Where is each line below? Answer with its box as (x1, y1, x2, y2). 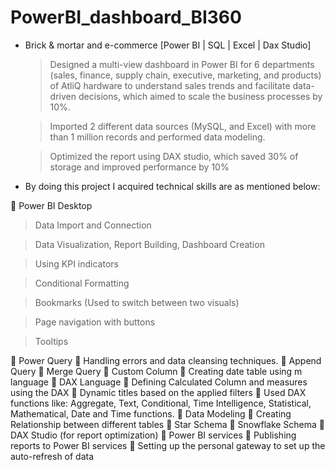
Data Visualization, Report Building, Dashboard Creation (34, 238, 265, 250)
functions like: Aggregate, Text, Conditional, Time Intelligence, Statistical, (10, 397, 312, 409)
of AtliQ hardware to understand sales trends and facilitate (49, 79, 291, 91)
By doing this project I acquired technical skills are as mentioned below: (24, 180, 321, 192)
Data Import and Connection (34, 219, 152, 231)
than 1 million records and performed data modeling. (49, 131, 266, 143)
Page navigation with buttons (34, 316, 156, 328)
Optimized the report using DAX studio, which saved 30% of (49, 150, 299, 162)
